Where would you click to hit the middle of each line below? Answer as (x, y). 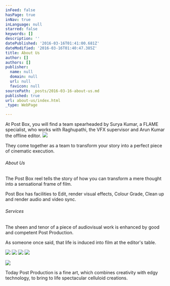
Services (15, 211)
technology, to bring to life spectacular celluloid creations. (67, 278)
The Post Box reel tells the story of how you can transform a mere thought (83, 179)
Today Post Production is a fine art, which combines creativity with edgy (82, 272)
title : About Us (23, 53)
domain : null (24, 77)
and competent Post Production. (39, 232)
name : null (22, 72)
